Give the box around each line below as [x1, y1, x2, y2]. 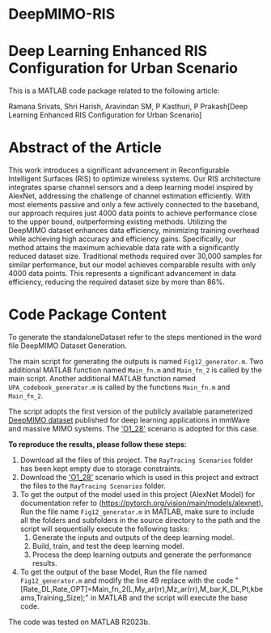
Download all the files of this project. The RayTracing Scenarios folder [19, 455, 253, 465]
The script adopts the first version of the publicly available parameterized [8, 406, 253, 416]
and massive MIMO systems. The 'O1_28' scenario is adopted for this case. [8, 424, 259, 433]
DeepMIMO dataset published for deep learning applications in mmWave [8, 415, 251, 425]
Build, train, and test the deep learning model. [32, 542, 184, 550]
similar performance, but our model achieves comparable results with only [8, 260, 256, 270]
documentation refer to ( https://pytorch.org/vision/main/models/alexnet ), [19, 499, 264, 508]
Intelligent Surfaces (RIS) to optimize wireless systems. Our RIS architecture [8, 174, 261, 184]
